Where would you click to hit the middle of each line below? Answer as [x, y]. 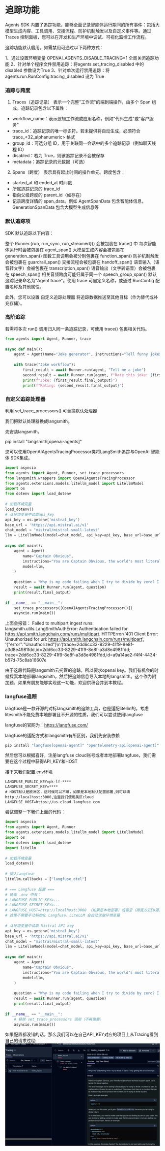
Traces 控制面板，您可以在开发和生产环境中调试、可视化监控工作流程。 [77, 37]
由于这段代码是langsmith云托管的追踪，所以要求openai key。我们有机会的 [80, 670]
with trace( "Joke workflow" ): [45, 365]
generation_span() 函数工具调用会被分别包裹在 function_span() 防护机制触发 [82, 256]
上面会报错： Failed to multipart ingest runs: [50, 623]
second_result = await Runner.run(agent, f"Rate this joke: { [88, 375]
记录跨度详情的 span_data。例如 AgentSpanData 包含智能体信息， [79, 201]
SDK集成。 [22, 458]
